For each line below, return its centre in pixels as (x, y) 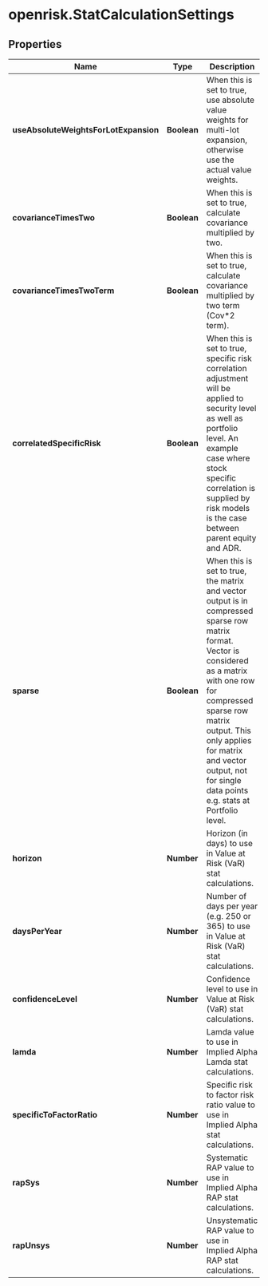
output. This (229, 730)
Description (232, 67)
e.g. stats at (228, 800)
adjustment (227, 378)
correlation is (231, 488)
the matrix (225, 581)
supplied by (228, 498)
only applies (229, 740)
